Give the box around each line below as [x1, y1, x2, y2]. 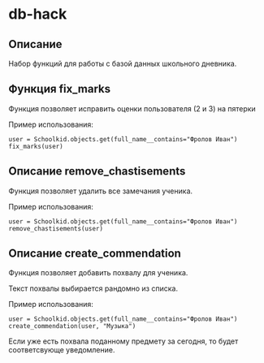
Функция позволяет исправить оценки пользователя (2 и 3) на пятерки [8, 103, 256, 114]
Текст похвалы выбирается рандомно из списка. [8, 283, 179, 293]
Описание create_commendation [8, 247, 181, 261]
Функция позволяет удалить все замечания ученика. [8, 186, 193, 196]
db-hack [8, 5, 67, 24]
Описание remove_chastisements [8, 164, 186, 179]
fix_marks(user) [8, 142, 63, 150]
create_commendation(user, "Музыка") [8, 322, 136, 331]
